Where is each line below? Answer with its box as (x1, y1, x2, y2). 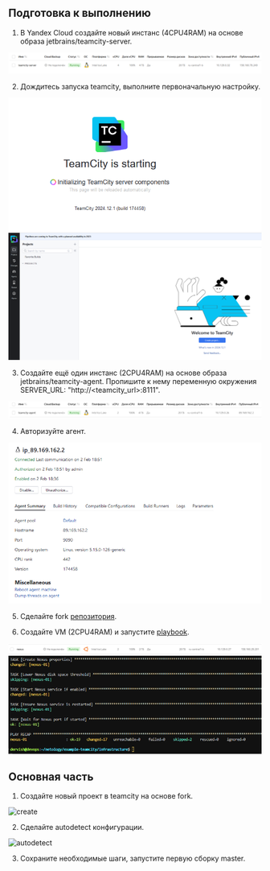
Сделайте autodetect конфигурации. (19, 823, 145, 832)
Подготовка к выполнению (8, 6, 151, 20)
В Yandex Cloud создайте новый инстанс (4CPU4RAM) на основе (19, 27, 243, 37)
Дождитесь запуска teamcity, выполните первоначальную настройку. (19, 82, 261, 92)
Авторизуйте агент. (19, 426, 86, 435)
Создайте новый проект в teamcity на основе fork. (19, 791, 194, 801)
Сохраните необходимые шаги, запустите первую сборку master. (19, 853, 246, 864)
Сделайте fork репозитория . (19, 611, 117, 621)
